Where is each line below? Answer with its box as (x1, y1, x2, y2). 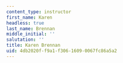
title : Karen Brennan (6, 43, 61, 49)
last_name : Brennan (6, 25, 55, 32)
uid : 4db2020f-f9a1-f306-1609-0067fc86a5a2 (6, 48, 118, 54)
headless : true (6, 20, 45, 26)
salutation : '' (6, 37, 45, 43)
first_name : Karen (6, 14, 52, 20)
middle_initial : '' (6, 31, 55, 37)
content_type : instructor (6, 8, 71, 15)
